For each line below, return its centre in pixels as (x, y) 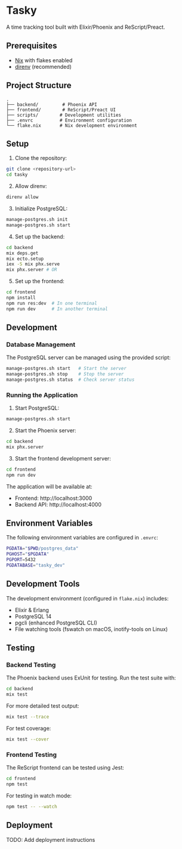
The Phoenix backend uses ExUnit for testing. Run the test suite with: (91, 678)
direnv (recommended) (43, 66)
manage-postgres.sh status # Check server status (70, 380)
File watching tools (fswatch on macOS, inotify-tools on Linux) (91, 629)
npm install (21, 298)
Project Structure (39, 85)
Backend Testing (31, 665)
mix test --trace (28, 717)
